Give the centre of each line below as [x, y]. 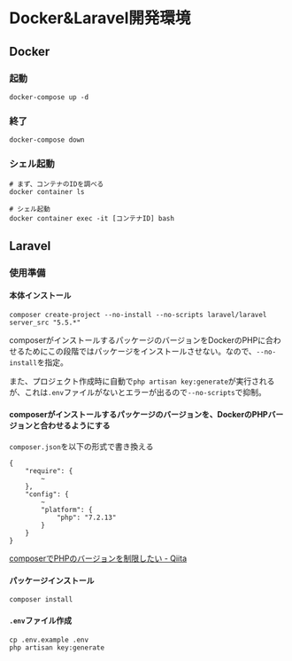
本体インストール [40, 296]
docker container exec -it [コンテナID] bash [92, 219]
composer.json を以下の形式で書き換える [81, 447]
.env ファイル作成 [41, 620]
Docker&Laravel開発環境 [100, 18]
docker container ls [47, 192]
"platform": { [67, 510]
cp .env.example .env [49, 640]
